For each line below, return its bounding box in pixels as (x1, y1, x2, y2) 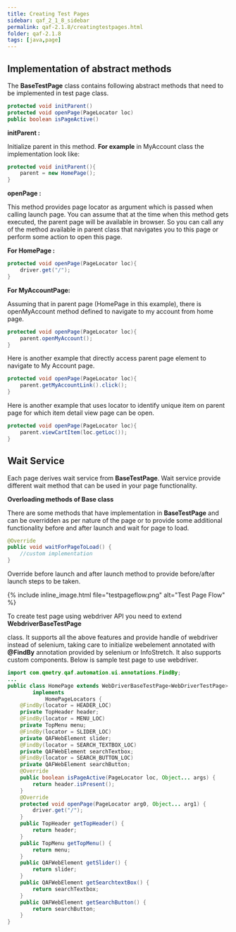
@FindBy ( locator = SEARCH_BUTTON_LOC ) (20, 754, 134, 762)
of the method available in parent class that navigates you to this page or (7, 225, 219, 234)
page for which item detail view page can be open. (7, 408, 155, 417)
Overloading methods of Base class (7, 495, 114, 503)
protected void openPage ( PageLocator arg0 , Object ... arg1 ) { (20, 800, 206, 808)
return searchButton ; (32, 905, 97, 912)
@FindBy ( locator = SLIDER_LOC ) (20, 728, 112, 735)
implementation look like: (7, 150, 80, 158)
